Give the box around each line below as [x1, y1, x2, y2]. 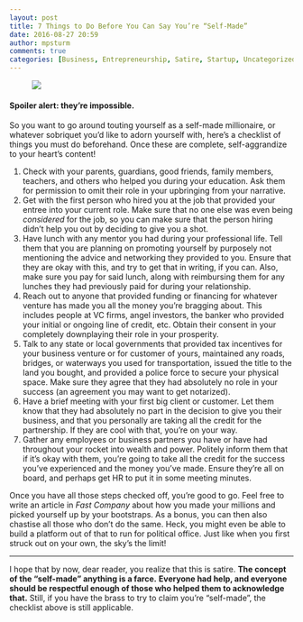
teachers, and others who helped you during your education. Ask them [22, 176, 286, 187]
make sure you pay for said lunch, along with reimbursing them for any [22, 271, 286, 282]
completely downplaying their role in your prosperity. [22, 329, 219, 340]
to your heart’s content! [9, 149, 96, 160]
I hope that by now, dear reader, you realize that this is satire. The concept [9, 564, 287, 575]
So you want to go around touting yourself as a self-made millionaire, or [9, 120, 276, 131]
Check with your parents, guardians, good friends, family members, [22, 166, 274, 177]
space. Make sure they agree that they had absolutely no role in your [22, 377, 278, 388]
